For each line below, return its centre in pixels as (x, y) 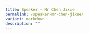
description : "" (23, 24)
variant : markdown (25, 19)
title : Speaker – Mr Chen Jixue (40, 10)
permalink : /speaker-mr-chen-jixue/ (44, 14)
